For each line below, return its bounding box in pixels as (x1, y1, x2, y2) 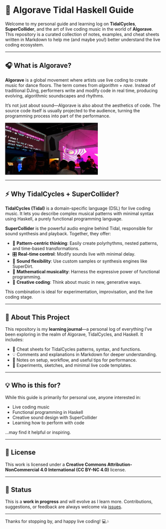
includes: (5, 337, 24, 343)
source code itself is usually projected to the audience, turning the (5, 107, 140, 113)
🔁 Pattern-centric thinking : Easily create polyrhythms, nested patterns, (12, 240, 159, 246)
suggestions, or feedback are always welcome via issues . (5, 504, 123, 510)
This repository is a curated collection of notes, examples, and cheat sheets (5, 31, 160, 37)
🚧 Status (5, 485, 32, 494)
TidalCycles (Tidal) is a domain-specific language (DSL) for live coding (5, 205, 151, 212)
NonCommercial (5, 467, 40, 473)
